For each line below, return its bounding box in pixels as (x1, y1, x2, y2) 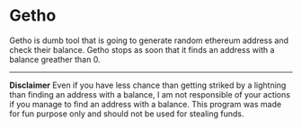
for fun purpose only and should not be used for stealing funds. (9, 108, 244, 119)
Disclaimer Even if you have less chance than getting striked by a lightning (9, 80, 287, 90)
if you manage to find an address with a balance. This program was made (9, 98, 281, 109)
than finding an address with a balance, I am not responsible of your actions (9, 89, 290, 99)
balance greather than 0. (9, 54, 101, 64)
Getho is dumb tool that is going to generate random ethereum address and (9, 35, 289, 46)
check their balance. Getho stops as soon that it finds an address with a (9, 44, 275, 55)
